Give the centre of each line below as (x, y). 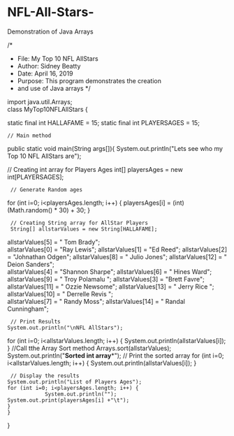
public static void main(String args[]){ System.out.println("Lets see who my (115, 148)
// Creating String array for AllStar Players (79, 223)
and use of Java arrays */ (54, 88)
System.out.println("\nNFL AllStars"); (65, 328)
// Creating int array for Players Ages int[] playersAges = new (95, 169)
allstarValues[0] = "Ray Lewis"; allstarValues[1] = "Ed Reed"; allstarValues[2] (117, 249)
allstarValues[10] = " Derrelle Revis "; (60, 293)
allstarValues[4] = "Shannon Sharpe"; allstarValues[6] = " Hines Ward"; (110, 271)
